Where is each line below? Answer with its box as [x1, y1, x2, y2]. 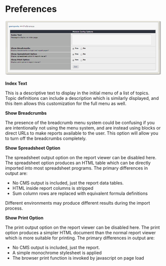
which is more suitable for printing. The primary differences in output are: [5, 235, 155, 241]
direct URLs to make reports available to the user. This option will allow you [5, 130, 159, 136]
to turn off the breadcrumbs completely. [5, 135, 87, 141]
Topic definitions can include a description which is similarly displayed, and [5, 95, 159, 101]
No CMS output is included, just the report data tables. [12, 179, 124, 186]
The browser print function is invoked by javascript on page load [12, 255, 145, 261]
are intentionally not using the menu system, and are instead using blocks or [5, 125, 161, 131]
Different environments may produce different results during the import [5, 200, 150, 206]
